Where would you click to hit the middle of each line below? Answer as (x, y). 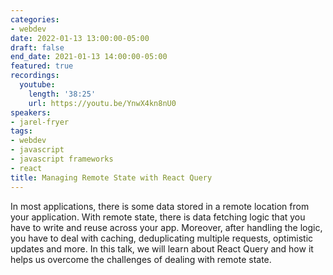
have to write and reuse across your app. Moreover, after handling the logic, (166, 227)
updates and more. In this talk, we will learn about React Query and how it (162, 248)
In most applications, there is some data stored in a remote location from (160, 206)
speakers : (31, 112)
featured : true (42, 66)
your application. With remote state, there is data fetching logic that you (158, 217)
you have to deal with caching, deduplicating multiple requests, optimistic (162, 238)
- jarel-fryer (40, 122)
